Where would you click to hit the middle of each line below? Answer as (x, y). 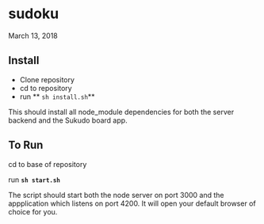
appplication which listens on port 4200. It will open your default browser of (132, 203)
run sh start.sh (34, 180)
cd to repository (46, 88)
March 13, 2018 (33, 36)
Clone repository (47, 79)
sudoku (34, 14)
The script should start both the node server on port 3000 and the (116, 195)
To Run (26, 145)
